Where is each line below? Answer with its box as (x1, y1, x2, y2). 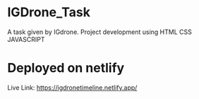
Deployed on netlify (7, 60, 125, 76)
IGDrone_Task (7, 4, 90, 21)
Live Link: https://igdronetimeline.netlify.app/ (7, 83, 138, 92)
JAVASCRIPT (7, 35, 45, 43)
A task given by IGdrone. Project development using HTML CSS (7, 28, 192, 36)
